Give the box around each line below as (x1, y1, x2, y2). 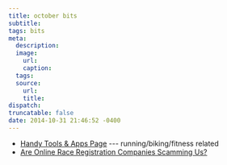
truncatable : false (8, 109, 74, 118)
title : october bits (8, 11, 78, 20)
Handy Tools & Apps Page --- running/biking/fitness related (19, 138, 220, 148)
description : (15, 42, 60, 50)
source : (15, 79, 42, 87)
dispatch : (8, 101, 42, 109)
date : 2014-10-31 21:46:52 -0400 (8, 117, 121, 125)
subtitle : (8, 19, 42, 27)
